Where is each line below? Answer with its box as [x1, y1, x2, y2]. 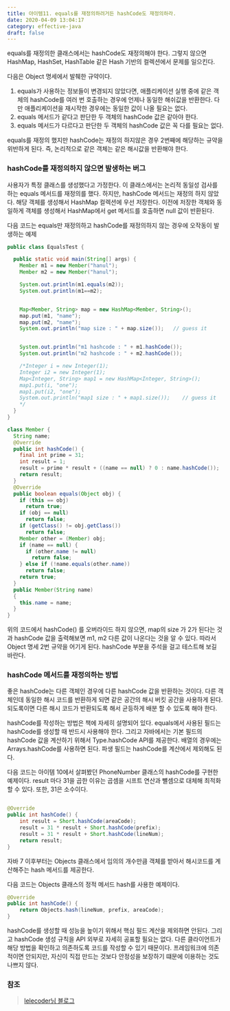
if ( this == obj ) [19, 497, 69, 504]
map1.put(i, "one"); [19, 382, 78, 389]
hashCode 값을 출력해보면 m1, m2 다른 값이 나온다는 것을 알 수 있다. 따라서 [14, 634, 216, 642]
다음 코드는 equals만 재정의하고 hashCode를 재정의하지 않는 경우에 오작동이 [7, 221, 213, 229]
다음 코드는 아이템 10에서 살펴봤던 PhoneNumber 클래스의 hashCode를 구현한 [7, 768, 218, 776]
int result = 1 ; [19, 458, 67, 465]
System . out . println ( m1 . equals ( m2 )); [19, 281, 125, 288]
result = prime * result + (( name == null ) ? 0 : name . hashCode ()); [19, 464, 220, 472]
